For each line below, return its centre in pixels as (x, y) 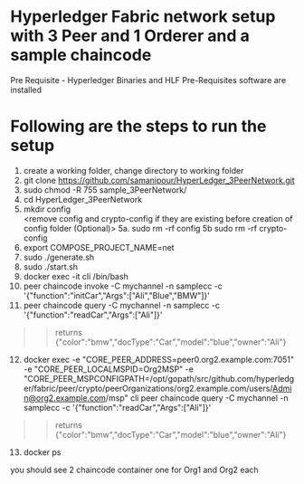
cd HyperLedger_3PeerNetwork (83, 199)
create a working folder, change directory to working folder (133, 170)
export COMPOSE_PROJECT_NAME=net (99, 247)
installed (26, 90)
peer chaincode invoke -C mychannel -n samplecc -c (123, 286)
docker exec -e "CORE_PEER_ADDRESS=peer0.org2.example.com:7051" (159, 359)
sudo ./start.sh (51, 266)
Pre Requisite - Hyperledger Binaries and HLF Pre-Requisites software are (148, 80)
